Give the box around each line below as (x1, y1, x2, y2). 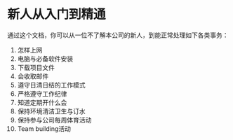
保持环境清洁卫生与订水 (17, 106, 86, 115)
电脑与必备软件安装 (17, 54, 74, 63)
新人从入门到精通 (7, 6, 107, 22)
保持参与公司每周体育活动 (17, 115, 92, 124)
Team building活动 (17, 124, 72, 133)
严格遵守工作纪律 (17, 89, 67, 98)
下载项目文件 (17, 63, 55, 71)
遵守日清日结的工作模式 (17, 80, 86, 89)
